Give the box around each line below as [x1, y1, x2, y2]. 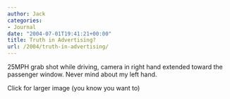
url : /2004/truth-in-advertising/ [7, 43, 109, 50]
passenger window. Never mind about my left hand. [7, 70, 157, 78]
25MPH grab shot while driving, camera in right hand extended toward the [7, 63, 224, 71]
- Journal [7, 23, 37, 30]
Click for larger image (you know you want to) [7, 84, 140, 92]
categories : [7, 17, 42, 24]
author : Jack [7, 10, 46, 18]
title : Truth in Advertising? [7, 37, 97, 44]
